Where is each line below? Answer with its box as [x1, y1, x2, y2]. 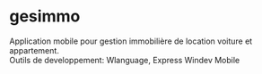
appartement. [9, 45, 60, 55]
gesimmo [9, 6, 81, 27]
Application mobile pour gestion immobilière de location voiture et [9, 36, 253, 46]
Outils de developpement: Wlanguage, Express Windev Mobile [9, 54, 240, 65]
